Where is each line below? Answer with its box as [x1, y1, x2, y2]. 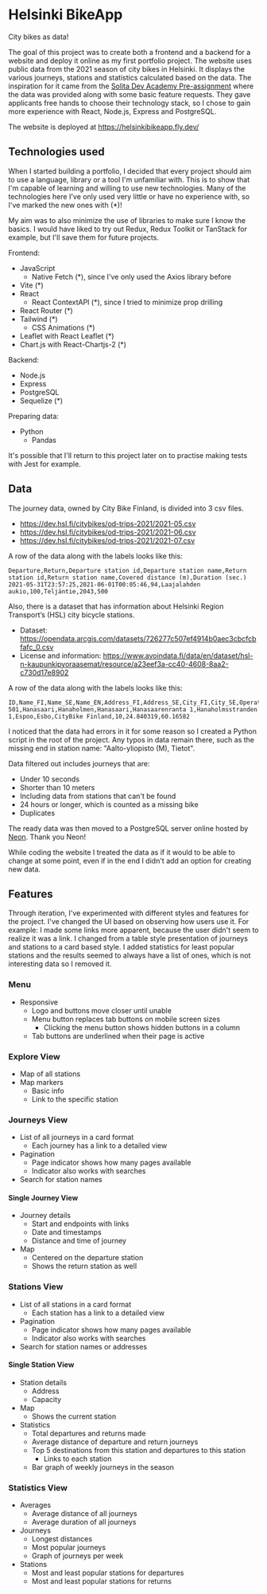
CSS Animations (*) [31, 323, 95, 332]
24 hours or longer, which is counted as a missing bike [19, 799, 199, 809]
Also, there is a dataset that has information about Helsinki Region [8, 601, 224, 611]
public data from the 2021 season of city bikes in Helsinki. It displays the [8, 64, 245, 73]
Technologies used [8, 145, 105, 159]
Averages [19, 1500, 52, 1510]
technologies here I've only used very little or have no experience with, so [8, 191, 250, 201]
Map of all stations [19, 1069, 81, 1079]
